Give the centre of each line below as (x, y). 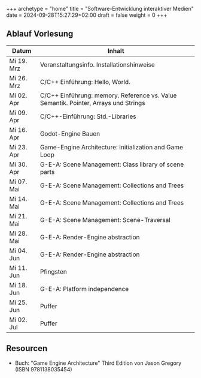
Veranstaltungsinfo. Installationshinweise (98, 64)
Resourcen (27, 348)
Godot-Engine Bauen (70, 133)
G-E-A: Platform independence (84, 289)
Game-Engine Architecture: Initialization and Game (112, 147)
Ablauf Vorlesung (40, 34)
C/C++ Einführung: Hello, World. (85, 82)
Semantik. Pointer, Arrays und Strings (92, 103)
